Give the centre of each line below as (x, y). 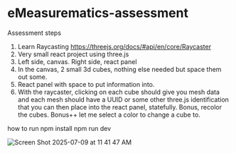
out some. (32, 77)
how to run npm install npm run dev (59, 128)
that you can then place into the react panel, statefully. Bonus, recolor (120, 107)
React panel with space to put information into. (86, 84)
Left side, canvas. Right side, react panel (77, 61)
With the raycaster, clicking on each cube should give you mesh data (119, 92)
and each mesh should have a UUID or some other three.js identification (123, 99)
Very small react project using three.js (73, 54)
